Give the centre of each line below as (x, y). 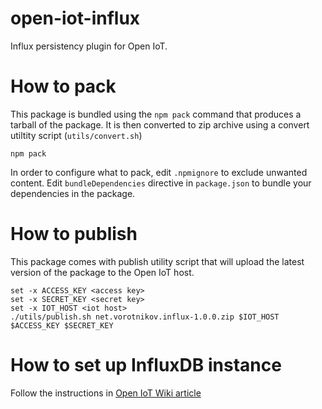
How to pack (63, 86)
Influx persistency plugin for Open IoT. (89, 46)
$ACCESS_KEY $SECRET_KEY (62, 325)
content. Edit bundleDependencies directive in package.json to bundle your (161, 183)
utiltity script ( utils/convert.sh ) (76, 135)
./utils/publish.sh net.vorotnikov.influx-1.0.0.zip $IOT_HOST (145, 317)
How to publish (74, 234)
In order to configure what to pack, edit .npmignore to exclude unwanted (159, 172)
